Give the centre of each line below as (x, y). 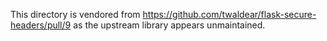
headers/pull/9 (41, 25)
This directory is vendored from (75, 14)
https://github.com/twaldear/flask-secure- (229, 14)
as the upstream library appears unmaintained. (169, 25)
